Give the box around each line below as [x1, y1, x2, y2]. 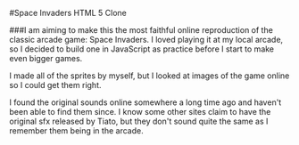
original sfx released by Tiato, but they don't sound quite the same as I [9, 116, 269, 126]
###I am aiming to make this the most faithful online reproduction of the [9, 25, 274, 35]
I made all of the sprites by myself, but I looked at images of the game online [9, 70, 290, 81]
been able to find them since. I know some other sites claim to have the [9, 107, 271, 117]
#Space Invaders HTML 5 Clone [9, 8, 127, 18]
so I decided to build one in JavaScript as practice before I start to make [9, 44, 275, 54]
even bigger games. [9, 53, 83, 63]
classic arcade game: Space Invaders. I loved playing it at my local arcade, [9, 35, 284, 44]
